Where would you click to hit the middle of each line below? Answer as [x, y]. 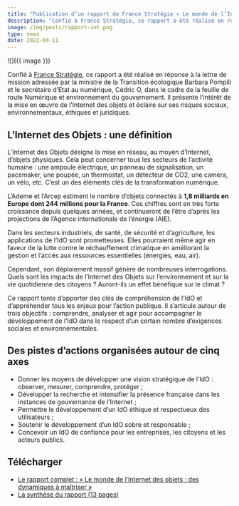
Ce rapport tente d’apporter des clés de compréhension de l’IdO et [105, 298]
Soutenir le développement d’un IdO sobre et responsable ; [104, 424]
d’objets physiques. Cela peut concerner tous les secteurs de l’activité [110, 159]
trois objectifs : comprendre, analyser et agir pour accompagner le [105, 313]
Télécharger [35, 462]
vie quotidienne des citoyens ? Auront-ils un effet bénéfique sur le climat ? [116, 284]
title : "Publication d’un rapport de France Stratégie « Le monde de [113, 14]
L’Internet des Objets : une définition [90, 135]
